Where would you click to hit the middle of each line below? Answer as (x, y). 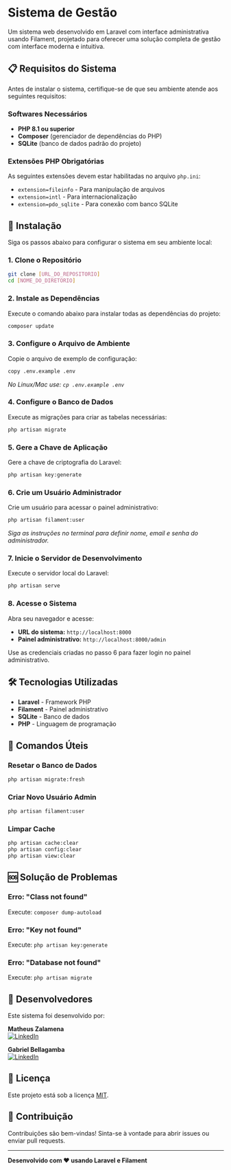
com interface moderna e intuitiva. (56, 46)
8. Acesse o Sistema (42, 604)
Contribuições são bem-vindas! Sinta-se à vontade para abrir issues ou (109, 1133)
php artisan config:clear (45, 850)
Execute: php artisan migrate (50, 978)
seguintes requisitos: (37, 96)
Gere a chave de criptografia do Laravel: (65, 463)
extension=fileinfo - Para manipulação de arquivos (91, 190)
